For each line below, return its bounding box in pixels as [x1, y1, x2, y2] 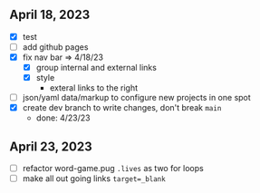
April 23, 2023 [9, 139, 92, 154]
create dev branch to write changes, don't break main [22, 102, 222, 113]
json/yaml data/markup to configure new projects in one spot [22, 92, 251, 103]
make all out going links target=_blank [22, 173, 166, 184]
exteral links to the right [49, 82, 139, 93]
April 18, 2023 [9, 7, 91, 23]
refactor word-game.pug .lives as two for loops [22, 163, 204, 174]
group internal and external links [35, 63, 157, 72]
